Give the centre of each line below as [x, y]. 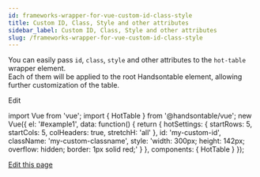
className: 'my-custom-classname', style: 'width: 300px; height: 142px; [126, 141]
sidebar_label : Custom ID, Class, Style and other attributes [113, 30]
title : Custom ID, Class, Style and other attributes [99, 23]
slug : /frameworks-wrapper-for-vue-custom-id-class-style [106, 38]
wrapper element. [37, 69]
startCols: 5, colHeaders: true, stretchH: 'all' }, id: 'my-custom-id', [115, 133]
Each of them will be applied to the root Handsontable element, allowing [125, 77]
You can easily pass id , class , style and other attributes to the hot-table [127, 60]
